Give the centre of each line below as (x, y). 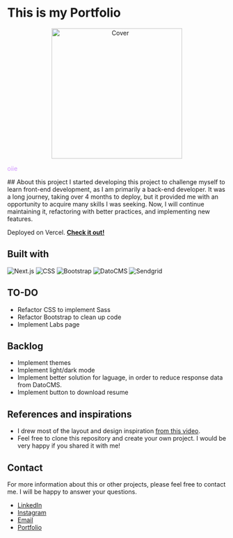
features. (20, 219)
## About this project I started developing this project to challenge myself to (116, 181)
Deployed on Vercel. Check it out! (56, 232)
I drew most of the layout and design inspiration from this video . (109, 431)
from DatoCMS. (40, 385)
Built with (28, 254)
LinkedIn (30, 505)
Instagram (32, 513)
